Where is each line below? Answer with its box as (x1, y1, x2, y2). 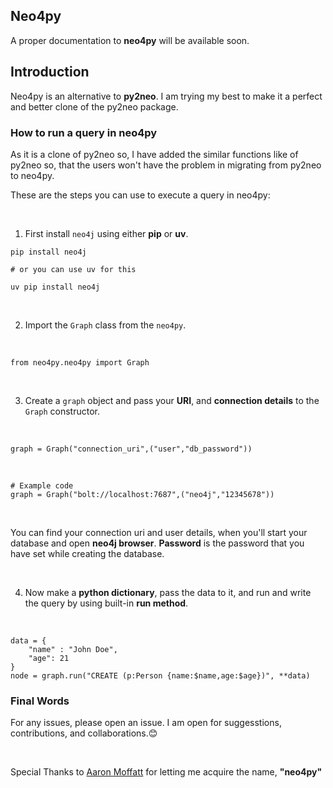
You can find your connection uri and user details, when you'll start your (10, 526, 308, 538)
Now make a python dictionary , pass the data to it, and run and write (24, 586, 312, 598)
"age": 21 (28, 653, 70, 663)
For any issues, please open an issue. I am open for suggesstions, (10, 717, 282, 729)
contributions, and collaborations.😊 (10, 727, 158, 739)
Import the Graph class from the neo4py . (24, 319, 187, 331)
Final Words (10, 694, 70, 708)
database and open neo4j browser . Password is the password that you (10, 537, 305, 549)
